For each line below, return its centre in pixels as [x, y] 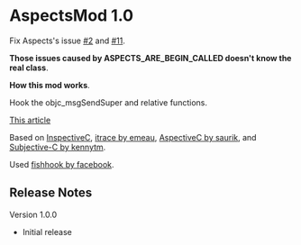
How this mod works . [50, 85]
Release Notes [51, 193]
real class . [29, 68]
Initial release [47, 231]
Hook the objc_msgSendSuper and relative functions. [108, 102]
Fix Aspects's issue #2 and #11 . [68, 41]
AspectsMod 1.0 [71, 16]
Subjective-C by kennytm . [58, 147]
